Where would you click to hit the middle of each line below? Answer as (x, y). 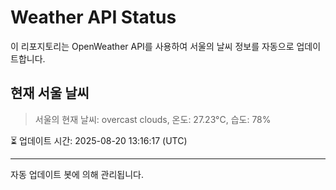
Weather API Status (93, 17)
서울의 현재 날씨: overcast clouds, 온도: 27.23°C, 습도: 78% (153, 119)
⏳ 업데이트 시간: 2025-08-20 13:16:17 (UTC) (99, 140)
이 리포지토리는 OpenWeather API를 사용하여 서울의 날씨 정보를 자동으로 (152, 46)
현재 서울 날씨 (50, 93)
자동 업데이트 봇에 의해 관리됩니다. (77, 174)
